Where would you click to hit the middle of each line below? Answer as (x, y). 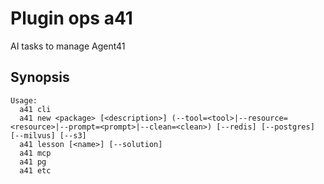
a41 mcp (35, 153)
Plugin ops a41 (71, 18)
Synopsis (40, 77)
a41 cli (35, 109)
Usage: (24, 100)
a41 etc (35, 170)
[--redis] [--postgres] (265, 127)
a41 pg (33, 162)
